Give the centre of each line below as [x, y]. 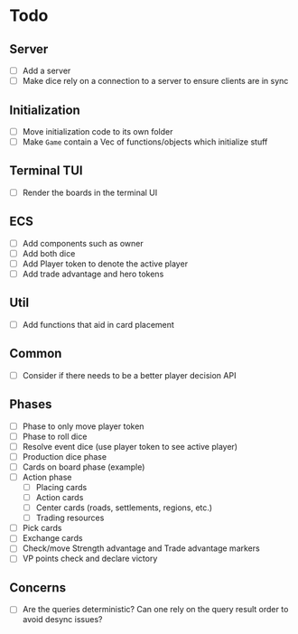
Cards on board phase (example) [84, 467]
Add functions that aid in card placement [98, 324]
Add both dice [49, 253]
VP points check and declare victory [90, 559]
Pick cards [42, 528]
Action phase [47, 477]
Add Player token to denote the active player [105, 264]
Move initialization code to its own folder [98, 131]
